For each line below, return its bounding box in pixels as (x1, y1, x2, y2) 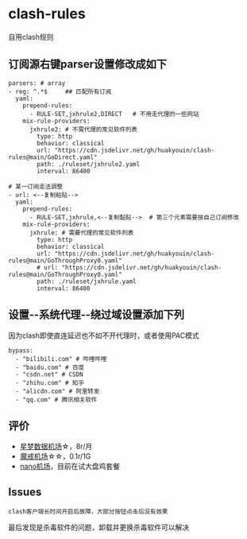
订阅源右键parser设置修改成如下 (8, 57, 168, 72)
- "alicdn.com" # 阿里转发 (15, 387, 100, 395)
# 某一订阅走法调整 (8, 182, 64, 191)
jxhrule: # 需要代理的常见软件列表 (29, 228, 134, 237)
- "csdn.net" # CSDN (15, 370, 83, 378)
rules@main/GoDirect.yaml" (8, 153, 98, 161)
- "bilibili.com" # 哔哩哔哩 (15, 355, 107, 363)
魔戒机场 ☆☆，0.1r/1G (19, 452, 91, 461)
